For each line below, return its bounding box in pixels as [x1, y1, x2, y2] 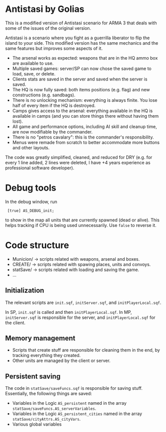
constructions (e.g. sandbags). [12, 92, 76, 98]
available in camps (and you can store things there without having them [12, 113, 159, 119]
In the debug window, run [5, 199, 58, 205]
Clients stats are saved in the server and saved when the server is [12, 76, 148, 82]
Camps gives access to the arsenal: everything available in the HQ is [12, 108, 153, 114]
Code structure [5, 240, 70, 251]
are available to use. [12, 60, 54, 66]
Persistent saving [5, 372, 61, 380]
